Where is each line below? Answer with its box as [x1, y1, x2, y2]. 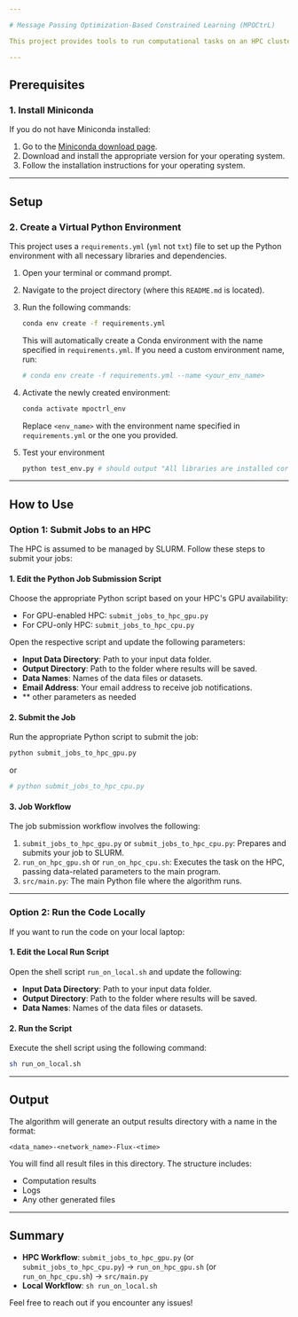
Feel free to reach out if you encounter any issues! [9, 1297, 193, 1308]
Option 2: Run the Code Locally [9, 906, 146, 919]
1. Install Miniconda [9, 104, 95, 116]
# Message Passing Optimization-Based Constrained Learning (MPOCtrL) [9, 20, 276, 29]
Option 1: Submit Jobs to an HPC [9, 523, 152, 536]
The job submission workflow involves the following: [9, 821, 201, 832]
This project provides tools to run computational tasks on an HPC [9, 36, 264, 45]
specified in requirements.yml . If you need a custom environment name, [21, 344, 286, 355]
